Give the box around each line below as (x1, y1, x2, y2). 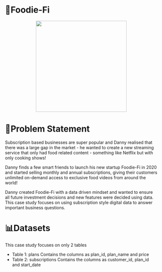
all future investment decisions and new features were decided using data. (5, 194, 154, 200)
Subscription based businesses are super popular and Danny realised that (5, 139, 153, 145)
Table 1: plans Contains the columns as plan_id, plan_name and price (12, 251, 149, 257)
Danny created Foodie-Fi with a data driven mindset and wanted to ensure (5, 189, 153, 195)
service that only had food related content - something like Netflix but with (5, 150, 153, 155)
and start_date (12, 262, 41, 268)
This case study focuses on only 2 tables (5, 242, 87, 248)
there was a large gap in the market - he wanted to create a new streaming (5, 144, 154, 150)
